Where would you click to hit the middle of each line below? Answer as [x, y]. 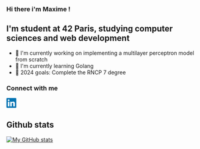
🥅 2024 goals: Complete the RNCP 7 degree [70, 72]
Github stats [30, 125]
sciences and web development [68, 38]
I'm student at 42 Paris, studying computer [90, 29]
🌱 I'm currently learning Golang [54, 66]
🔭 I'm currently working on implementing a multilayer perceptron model [105, 53]
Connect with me [32, 88]
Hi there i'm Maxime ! [38, 9]
